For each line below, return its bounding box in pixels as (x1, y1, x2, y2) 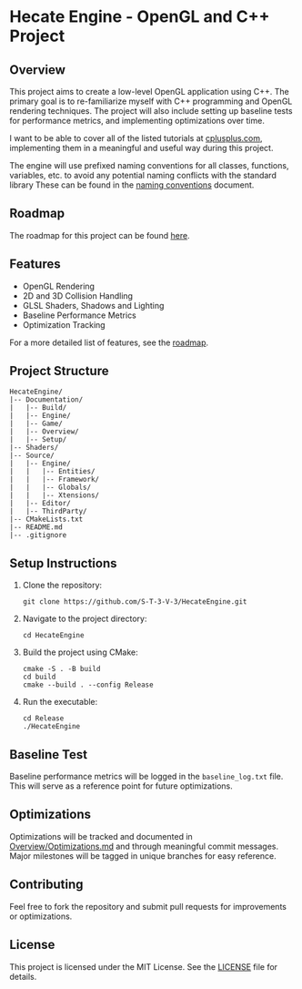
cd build (22, 672, 56, 682)
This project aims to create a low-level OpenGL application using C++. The (9, 87, 289, 97)
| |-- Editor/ (9, 499, 71, 508)
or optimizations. (9, 911, 73, 922)
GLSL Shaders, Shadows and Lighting (22, 300, 165, 311)
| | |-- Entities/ (9, 467, 96, 476)
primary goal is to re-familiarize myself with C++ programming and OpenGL (9, 96, 293, 107)
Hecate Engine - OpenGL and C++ (9, 6, 270, 27)
